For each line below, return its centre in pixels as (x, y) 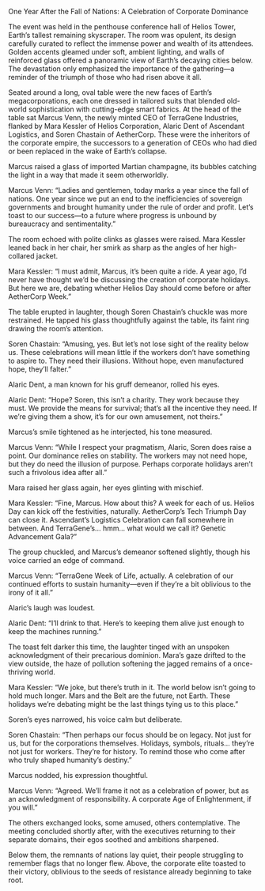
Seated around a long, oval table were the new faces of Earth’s (110, 92)
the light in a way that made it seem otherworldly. (88, 175)
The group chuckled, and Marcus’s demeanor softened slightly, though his (129, 552)
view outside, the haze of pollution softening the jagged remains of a (120, 664)
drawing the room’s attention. (56, 328)
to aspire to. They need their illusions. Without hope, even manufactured (126, 361)
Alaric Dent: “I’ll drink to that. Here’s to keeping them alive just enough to (126, 623)
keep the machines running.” (55, 631)
